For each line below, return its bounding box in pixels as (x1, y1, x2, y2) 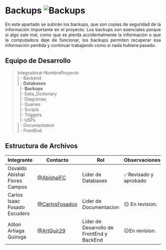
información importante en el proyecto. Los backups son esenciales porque (5, 26, 161, 32)
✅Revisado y (124, 171, 154, 178)
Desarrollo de (82, 224, 114, 231)
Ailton (7, 221, 21, 228)
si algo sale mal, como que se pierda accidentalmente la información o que (5, 32, 161, 38)
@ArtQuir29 (37, 227, 66, 234)
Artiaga (7, 227, 25, 234)
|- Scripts (19, 106, 39, 112)
